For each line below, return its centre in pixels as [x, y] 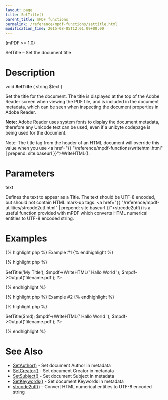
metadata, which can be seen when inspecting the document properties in [82, 107]
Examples [26, 239]
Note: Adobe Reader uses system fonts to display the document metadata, [82, 122]
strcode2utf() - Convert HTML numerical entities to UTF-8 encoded [82, 386]
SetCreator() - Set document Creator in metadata [63, 371]
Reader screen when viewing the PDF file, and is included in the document [82, 102]
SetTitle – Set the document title [38, 53]
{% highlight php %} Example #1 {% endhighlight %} [59, 252]
